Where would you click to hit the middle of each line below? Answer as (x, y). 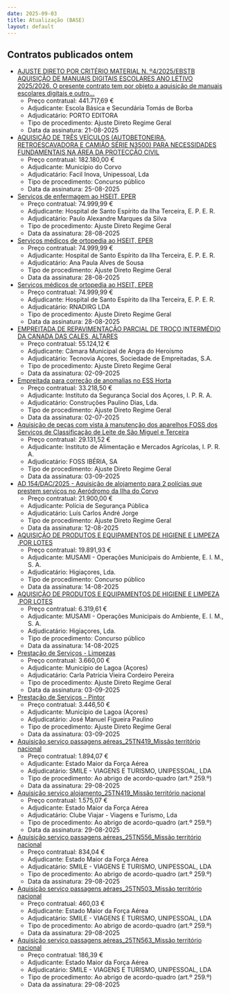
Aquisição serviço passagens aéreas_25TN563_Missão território (109, 941)
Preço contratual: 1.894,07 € (68, 756)
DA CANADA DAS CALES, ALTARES (68, 336)
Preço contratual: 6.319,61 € (67, 609)
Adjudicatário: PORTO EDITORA (73, 116)
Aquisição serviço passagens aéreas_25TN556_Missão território (109, 837)
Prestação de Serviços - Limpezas (66, 653)
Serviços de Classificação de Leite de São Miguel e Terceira (103, 432)
